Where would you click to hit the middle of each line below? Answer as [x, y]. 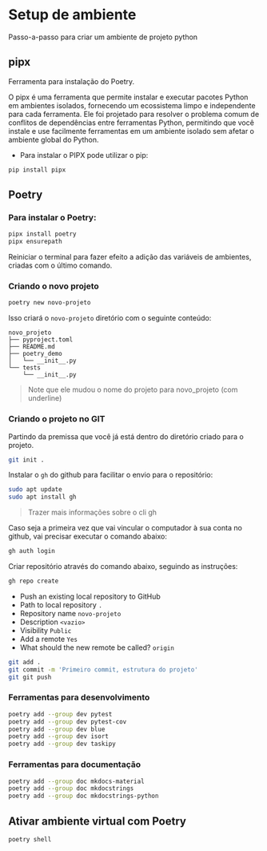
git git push [30, 677]
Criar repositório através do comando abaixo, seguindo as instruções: [123, 567]
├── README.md [32, 347]
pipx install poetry [43, 234]
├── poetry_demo [35, 354]
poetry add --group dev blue [57, 729]
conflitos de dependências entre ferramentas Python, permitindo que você [131, 123]
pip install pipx [37, 170]
